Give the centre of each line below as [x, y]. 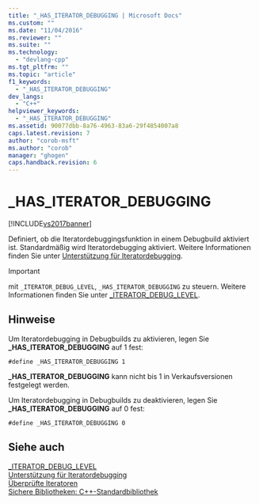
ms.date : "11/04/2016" [46, 30]
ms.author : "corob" [40, 148]
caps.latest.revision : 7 [49, 133]
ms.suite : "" [30, 45]
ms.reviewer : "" [35, 38]
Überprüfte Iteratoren [43, 483]
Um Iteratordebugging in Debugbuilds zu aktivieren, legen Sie [109, 339]
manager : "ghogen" [38, 155]
